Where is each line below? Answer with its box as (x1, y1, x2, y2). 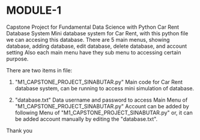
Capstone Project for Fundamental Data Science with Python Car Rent (6, 23, 179, 31)
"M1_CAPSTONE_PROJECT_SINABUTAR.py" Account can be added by (14, 102, 189, 109)
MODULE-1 (6, 4, 62, 17)
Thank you (6, 127, 33, 134)
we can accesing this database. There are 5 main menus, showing (6, 36, 170, 43)
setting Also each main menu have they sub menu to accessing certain (6, 48, 181, 56)
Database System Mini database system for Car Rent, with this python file (6, 29, 189, 36)
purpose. (6, 55, 29, 62)
